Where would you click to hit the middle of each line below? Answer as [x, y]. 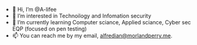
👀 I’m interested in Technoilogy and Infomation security [82, 16]
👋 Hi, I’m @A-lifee [34, 9]
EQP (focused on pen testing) [49, 29]
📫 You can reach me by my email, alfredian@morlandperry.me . [92, 36]
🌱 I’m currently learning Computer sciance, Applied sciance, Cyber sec [102, 22]
